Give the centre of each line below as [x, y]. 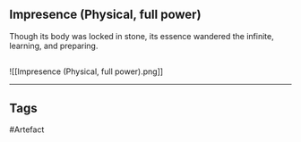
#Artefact [27, 129]
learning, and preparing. [54, 46]
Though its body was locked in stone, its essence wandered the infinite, [142, 36]
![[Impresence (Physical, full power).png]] [86, 71]
